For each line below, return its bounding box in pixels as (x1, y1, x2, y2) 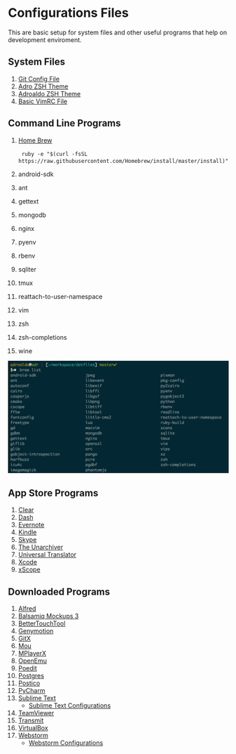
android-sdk (18, 170, 54, 178)
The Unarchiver (18, 543, 64, 552)
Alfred (18, 604, 36, 613)
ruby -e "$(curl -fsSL (21, 150, 88, 157)
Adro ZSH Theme (18, 82, 69, 91)
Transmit (18, 716, 44, 725)
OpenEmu (18, 656, 48, 665)
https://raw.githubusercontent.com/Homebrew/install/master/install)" (18, 157, 229, 164)
